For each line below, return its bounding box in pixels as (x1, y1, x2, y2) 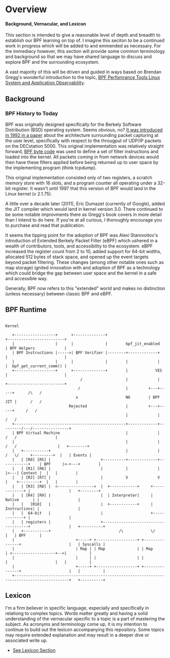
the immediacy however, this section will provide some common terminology (5, 48, 165, 54)
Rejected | (69, 403, 128, 408)
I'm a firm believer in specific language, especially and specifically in (5, 605, 149, 611)
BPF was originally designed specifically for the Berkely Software (5, 121, 142, 128)
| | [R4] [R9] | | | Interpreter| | (12, 492, 153, 498)
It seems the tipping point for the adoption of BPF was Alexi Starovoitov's (5, 232, 158, 238)
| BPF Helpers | (5, 345, 67, 351)
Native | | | (5, 497, 81, 502)
